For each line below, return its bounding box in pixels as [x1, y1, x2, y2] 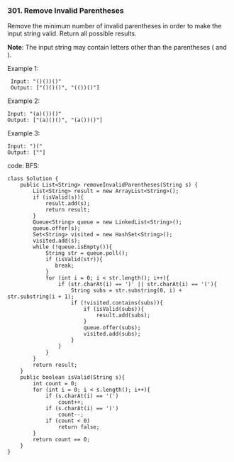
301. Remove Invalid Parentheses [7, 6, 124, 16]
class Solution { [7, 175, 59, 182]
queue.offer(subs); [83, 324, 141, 331]
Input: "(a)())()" [7, 111, 62, 118]
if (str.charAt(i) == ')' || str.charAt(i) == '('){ [57, 281, 218, 288]
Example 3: [7, 129, 40, 138]
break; [55, 262, 74, 270]
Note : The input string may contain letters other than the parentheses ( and [7, 43, 227, 52]
